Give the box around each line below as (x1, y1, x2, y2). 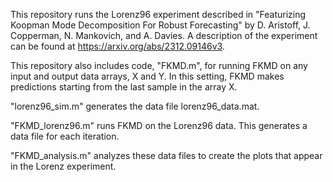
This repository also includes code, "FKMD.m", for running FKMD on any (10, 60, 308, 71)
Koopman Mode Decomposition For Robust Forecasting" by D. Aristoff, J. (10, 19, 311, 31)
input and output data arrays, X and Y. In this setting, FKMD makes (10, 70, 285, 82)
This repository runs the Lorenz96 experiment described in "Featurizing (10, 9, 307, 20)
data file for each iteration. (10, 130, 120, 142)
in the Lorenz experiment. (10, 160, 117, 172)
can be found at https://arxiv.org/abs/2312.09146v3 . (10, 40, 225, 52)
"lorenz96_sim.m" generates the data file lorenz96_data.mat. (10, 100, 260, 112)
